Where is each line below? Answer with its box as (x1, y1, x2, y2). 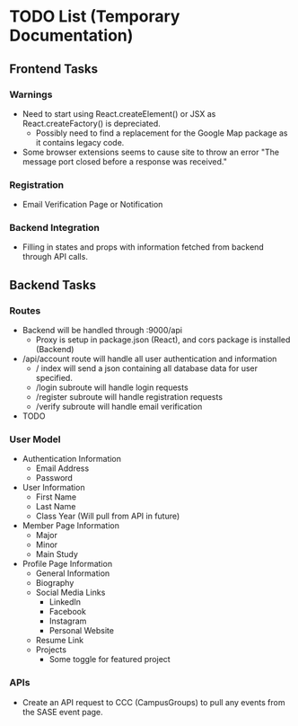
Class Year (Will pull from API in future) (35, 510, 180, 522)
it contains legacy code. (35, 137, 125, 147)
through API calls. (22, 252, 88, 262)
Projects (35, 644, 67, 655)
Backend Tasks (9, 277, 97, 293)
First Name (35, 491, 77, 502)
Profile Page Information (22, 559, 113, 570)
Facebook (48, 606, 87, 617)
